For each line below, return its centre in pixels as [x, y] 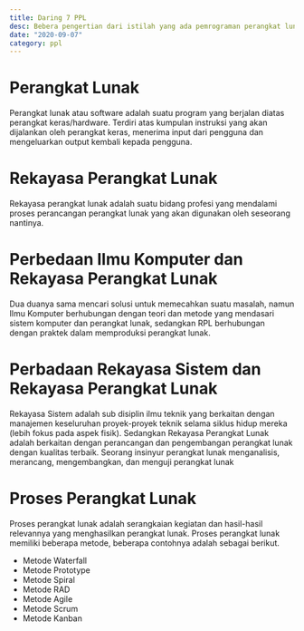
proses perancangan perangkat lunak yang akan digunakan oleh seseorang [150, 213]
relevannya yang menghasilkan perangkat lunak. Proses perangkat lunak [145, 533]
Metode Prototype [56, 570]
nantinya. [27, 223]
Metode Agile [47, 598]
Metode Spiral [48, 579]
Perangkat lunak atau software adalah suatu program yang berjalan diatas [147, 113]
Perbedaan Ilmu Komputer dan [126, 260]
